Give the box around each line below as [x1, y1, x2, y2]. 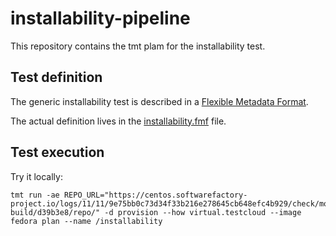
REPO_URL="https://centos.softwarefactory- [63, 190, 248, 200]
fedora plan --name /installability [10, 216, 163, 226]
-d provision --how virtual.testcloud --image [104, 207, 302, 217]
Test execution [10, 144, 105, 161]
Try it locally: [10, 170, 63, 182]
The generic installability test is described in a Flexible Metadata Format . [10, 95, 309, 107]
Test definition [10, 69, 103, 86]
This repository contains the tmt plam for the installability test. [10, 40, 266, 52]
